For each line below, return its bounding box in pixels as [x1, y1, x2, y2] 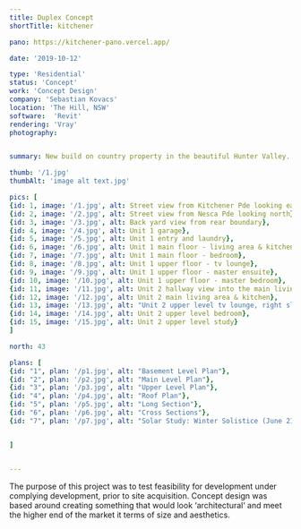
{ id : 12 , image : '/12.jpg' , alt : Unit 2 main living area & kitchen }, [9, 293, 279, 302]
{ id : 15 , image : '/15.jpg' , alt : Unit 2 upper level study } [9, 318, 239, 327]
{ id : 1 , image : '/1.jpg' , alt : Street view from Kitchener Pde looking [9, 201, 282, 210]
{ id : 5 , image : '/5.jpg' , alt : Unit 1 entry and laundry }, [9, 235, 235, 243]
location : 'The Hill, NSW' [9, 103, 110, 112]
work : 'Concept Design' [9, 87, 99, 96]
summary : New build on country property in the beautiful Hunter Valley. [9, 152, 291, 161]
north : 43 [9, 342, 47, 351]
